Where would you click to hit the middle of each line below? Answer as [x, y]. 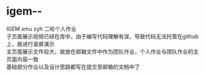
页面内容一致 [22, 59]
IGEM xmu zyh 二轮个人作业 [41, 29]
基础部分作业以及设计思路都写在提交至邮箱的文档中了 [73, 67]
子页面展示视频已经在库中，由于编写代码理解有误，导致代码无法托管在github [103, 36]
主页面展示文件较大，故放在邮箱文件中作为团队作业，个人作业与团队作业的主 [103, 51]
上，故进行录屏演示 [31, 44]
